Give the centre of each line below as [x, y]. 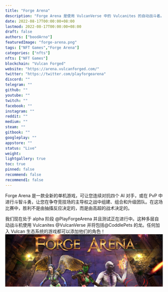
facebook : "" [19, 106]
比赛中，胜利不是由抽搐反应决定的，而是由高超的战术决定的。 [69, 208]
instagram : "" [20, 111]
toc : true [15, 164]
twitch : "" [16, 100]
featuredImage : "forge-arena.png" [41, 43]
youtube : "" [17, 95]
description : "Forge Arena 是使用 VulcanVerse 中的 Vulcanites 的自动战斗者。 [84, 16]
